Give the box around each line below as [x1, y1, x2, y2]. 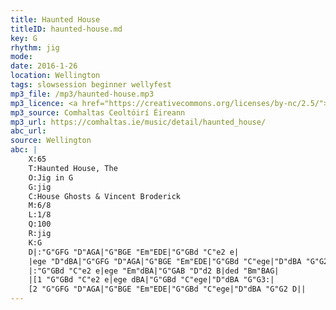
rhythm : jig [10, 42, 60, 53]
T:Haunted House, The [28, 163, 118, 173]
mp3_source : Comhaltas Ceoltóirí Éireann [10, 107, 186, 118]
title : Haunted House [10, 14, 101, 25]
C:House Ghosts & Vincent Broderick [28, 191, 182, 201]
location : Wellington [10, 71, 101, 81]
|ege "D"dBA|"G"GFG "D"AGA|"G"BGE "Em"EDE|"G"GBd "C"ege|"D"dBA [28, 256, 302, 266]
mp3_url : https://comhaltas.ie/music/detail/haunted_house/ [10, 117, 267, 127]
